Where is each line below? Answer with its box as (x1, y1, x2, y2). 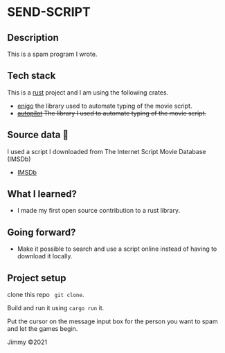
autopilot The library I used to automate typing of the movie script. (17, 108, 206, 117)
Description (7, 32, 59, 44)
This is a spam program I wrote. (7, 50, 98, 58)
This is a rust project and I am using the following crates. (7, 88, 169, 97)
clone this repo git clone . (7, 291, 84, 299)
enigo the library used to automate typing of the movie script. (17, 102, 192, 110)
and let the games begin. (7, 325, 78, 333)
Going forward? (7, 226, 76, 238)
